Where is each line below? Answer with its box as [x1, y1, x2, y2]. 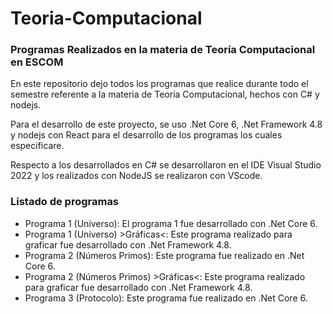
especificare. [10, 140, 65, 152]
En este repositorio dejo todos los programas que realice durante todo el [10, 78, 309, 90]
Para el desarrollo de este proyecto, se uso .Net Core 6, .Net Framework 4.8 [10, 118, 323, 131]
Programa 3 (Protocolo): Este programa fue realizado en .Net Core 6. [24, 292, 308, 304]
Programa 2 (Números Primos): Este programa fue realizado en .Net [24, 249, 305, 261]
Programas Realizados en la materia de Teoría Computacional [10, 43, 316, 57]
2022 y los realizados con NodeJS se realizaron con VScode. [10, 170, 263, 182]
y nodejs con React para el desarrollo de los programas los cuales [10, 129, 283, 141]
